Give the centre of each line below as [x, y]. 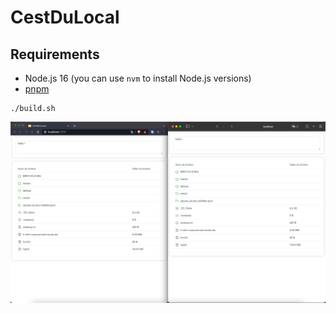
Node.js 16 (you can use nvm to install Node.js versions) [138, 78]
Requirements [55, 54]
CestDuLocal [65, 17]
